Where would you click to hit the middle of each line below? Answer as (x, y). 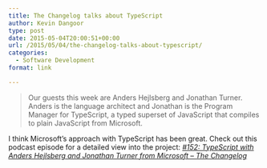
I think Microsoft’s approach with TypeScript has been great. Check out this (133, 138)
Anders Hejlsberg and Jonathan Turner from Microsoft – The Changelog (127, 155)
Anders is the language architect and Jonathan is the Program (130, 106)
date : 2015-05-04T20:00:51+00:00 (64, 38)
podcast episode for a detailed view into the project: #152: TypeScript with (131, 147)
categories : (28, 53)
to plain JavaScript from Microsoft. (85, 123)
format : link (30, 68)
